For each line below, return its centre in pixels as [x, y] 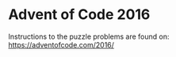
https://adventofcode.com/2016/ [61, 44]
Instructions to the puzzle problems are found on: [89, 36]
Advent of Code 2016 [79, 15]
